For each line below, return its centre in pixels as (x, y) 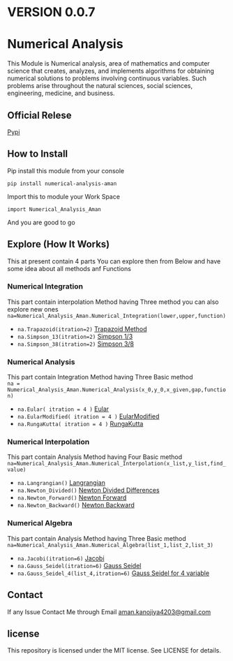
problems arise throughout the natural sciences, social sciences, (100, 86)
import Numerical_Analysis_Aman (54, 209)
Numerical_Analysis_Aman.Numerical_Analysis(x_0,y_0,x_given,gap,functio (117, 390)
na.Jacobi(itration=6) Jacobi (61, 558)
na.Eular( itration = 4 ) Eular (63, 409)
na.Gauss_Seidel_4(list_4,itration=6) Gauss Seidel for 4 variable (113, 573)
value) (17, 470)
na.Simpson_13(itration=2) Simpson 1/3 (75, 336)
